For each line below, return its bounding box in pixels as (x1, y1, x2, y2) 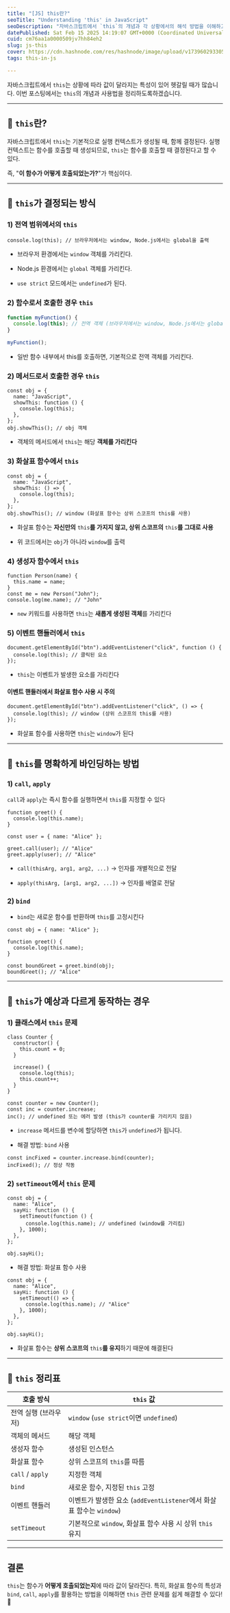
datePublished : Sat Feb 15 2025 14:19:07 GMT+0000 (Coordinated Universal (7, 29, 225, 36)
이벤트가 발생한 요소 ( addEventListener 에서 (68, 1495, 202, 1505)
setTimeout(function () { (19, 1213, 94, 1220)
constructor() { (13, 1040, 60, 1047)
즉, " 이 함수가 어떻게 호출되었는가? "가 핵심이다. (7, 169, 132, 177)
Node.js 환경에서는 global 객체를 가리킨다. (16, 265, 132, 273)
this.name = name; (13, 578, 66, 585)
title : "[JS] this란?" (7, 10, 71, 17)
